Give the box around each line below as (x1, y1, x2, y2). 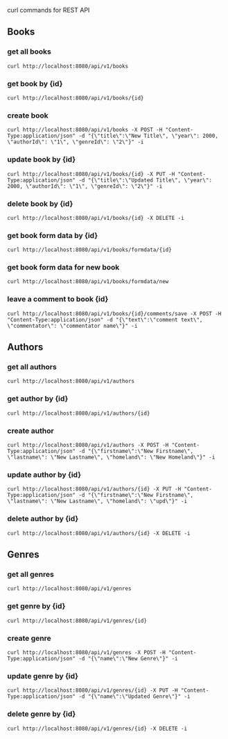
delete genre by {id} (7, 709, 76, 719)
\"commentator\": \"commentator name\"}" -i (7, 322, 138, 329)
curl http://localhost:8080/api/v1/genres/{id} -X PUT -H (7, 687, 178, 694)
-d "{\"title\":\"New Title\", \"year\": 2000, (78, 132, 218, 140)
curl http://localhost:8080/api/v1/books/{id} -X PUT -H (7, 170, 175, 177)
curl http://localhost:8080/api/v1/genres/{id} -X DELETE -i (7, 725, 188, 732)
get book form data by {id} (7, 230, 98, 240)
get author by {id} (7, 394, 69, 404)
